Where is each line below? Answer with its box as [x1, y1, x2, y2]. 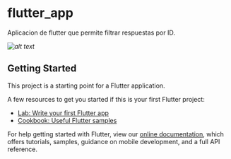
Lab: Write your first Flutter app [17, 108, 109, 117]
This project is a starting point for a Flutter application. [7, 81, 165, 90]
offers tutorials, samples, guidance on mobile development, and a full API [7, 137, 220, 146]
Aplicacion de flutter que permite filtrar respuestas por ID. [7, 28, 175, 37]
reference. [7, 145, 37, 153]
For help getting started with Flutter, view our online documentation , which [7, 129, 225, 139]
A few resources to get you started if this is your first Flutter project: [7, 95, 205, 103]
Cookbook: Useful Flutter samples [17, 116, 117, 124]
